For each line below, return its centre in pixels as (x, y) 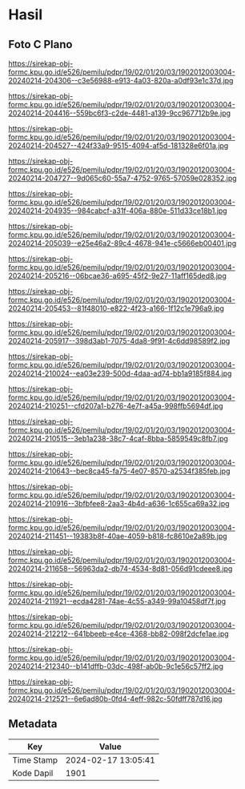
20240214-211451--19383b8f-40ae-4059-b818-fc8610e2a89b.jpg (118, 536)
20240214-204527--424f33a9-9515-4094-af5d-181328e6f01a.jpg (118, 145)
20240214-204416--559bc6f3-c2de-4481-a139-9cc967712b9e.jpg (119, 113)
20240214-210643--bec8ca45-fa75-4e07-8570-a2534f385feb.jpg (119, 471)
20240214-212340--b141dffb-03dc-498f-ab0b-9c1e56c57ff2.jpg (116, 666)
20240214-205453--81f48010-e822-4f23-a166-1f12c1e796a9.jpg (116, 308)
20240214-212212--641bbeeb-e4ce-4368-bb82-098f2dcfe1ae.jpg (119, 634)
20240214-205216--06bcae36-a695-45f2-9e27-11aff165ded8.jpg (117, 276)
